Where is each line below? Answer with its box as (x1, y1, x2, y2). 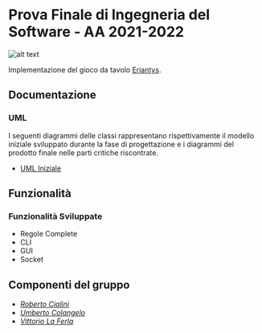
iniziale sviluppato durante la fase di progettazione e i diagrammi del (8, 139, 235, 149)
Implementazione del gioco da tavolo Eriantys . (8, 64, 162, 74)
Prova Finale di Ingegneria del (8, 6, 211, 24)
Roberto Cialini (19, 299, 70, 309)
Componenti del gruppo (8, 277, 130, 291)
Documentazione (8, 88, 96, 102)
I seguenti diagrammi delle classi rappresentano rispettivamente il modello (8, 130, 255, 140)
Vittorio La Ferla (19, 316, 74, 327)
